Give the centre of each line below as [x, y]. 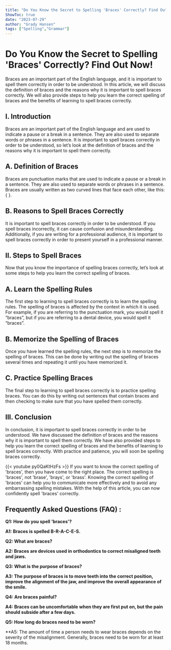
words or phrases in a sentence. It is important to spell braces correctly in [83, 139]
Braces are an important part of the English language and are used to [78, 129]
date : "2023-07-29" [26, 19]
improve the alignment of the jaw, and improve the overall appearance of [83, 582]
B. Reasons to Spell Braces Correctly [64, 211]
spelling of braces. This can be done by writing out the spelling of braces [82, 356]
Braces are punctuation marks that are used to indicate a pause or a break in [85, 179]
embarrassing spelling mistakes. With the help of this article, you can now [83, 488]
